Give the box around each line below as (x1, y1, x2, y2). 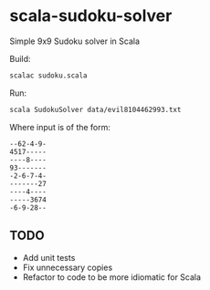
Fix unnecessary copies (22, 262, 113, 273)
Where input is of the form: (9, 121, 111, 132)
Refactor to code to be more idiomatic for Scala (22, 271, 202, 283)
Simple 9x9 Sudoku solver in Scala (9, 36, 140, 47)
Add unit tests (22, 252, 76, 263)
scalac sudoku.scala (9, 70, 89, 80)
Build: (9, 53, 31, 64)
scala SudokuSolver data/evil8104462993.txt (9, 105, 182, 114)
